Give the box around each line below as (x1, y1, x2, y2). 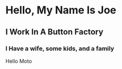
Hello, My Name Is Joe (5, 4, 117, 17)
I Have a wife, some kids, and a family (5, 44, 115, 53)
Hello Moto (5, 57, 32, 64)
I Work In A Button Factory (5, 27, 104, 37)
